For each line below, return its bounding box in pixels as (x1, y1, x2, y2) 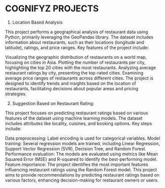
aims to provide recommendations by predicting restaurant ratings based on (5, 172, 160, 178)
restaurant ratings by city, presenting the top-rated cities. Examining (5, 70, 144, 75)
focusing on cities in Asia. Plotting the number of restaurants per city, (5, 59, 146, 65)
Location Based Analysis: (12, 19, 64, 25)
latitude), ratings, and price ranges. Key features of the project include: (5, 44, 149, 50)
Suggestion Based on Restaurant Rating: (12, 100, 95, 106)
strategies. (5, 91, 27, 97)
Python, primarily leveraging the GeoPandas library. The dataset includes (5, 34, 154, 40)
